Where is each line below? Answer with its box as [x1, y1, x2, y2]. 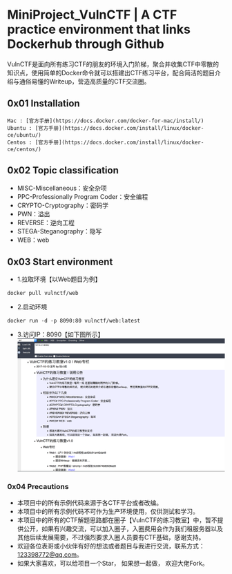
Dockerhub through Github [7, 37, 164, 52]
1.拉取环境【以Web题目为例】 [17, 275, 101, 283]
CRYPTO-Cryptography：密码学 [17, 201, 109, 209]
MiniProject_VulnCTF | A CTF [7, 7, 177, 23]
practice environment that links [7, 21, 191, 37]
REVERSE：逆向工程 [17, 218, 75, 227]
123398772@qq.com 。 [17, 550, 83, 559]
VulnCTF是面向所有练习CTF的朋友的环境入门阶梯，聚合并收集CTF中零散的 [7, 59, 220, 68]
